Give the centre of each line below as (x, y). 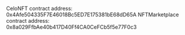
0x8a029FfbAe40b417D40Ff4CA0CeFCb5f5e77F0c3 (71, 27)
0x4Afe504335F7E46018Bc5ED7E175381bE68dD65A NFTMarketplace (93, 15)
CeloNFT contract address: (39, 8)
